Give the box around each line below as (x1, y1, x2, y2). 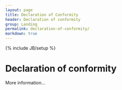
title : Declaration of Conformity (5, 12, 79, 17)
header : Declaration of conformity (5, 17, 81, 22)
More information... (5, 79, 46, 85)
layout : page (5, 7, 33, 13)
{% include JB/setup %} (5, 45, 56, 51)
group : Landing (5, 21, 38, 27)
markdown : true (5, 31, 38, 36)
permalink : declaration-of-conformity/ (5, 26, 90, 32)
